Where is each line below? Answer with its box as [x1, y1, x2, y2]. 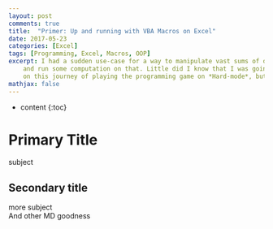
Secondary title [8, 180, 88, 195]
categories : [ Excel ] [8, 42, 79, 50]
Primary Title [8, 131, 98, 149]
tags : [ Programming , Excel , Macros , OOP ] [8, 50, 151, 58]
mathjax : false [8, 80, 60, 88]
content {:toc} [19, 102, 67, 112]
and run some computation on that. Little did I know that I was [23, 65, 249, 73]
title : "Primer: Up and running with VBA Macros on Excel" [8, 27, 217, 35]
